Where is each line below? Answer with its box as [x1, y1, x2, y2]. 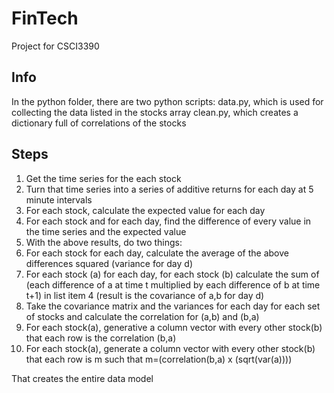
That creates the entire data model [11, 372, 154, 384]
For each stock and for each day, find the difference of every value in [25, 215, 312, 227]
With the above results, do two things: [25, 236, 183, 248]
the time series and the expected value [25, 225, 187, 237]
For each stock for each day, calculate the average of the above [25, 247, 289, 259]
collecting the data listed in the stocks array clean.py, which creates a [11, 106, 299, 118]
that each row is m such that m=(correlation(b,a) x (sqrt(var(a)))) [25, 353, 293, 365]
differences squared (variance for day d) [25, 257, 193, 269]
